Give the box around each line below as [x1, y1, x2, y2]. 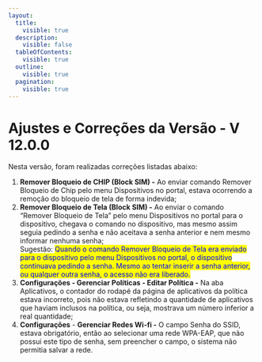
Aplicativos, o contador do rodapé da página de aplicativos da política [19, 286, 248, 296]
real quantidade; [19, 311, 74, 321]
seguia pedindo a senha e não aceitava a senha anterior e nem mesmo [19, 228, 251, 237]
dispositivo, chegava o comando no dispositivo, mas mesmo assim [19, 219, 237, 229]
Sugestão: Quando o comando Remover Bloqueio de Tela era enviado [19, 244, 247, 254]
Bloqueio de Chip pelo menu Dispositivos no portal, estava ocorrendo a [19, 186, 253, 195]
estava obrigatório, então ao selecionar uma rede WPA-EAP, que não [19, 329, 245, 338]
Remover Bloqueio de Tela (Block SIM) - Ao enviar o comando [19, 202, 224, 212]
